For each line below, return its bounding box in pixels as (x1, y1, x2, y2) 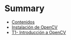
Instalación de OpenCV (11, 24, 58, 30)
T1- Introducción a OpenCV (11, 29, 66, 35)
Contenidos (11, 19, 35, 25)
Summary (4, 3, 44, 14)
